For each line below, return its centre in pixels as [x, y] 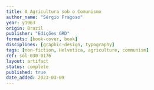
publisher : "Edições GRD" [38, 34]
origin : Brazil [25, 28]
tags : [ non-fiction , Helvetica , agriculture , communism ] [78, 50]
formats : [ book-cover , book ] [42, 39]
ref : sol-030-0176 [29, 56]
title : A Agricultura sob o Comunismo [54, 12]
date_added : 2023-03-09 [35, 78]
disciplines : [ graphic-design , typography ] [60, 45]
